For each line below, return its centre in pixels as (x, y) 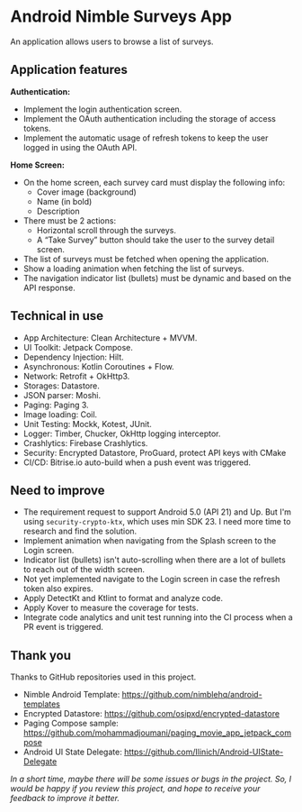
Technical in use (57, 316)
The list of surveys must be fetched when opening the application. (146, 259)
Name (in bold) (64, 201)
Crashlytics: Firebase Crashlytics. (85, 442)
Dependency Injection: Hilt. (73, 357)
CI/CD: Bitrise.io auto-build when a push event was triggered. (137, 462)
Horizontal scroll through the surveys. (107, 230)
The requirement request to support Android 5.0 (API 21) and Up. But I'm (157, 512)
